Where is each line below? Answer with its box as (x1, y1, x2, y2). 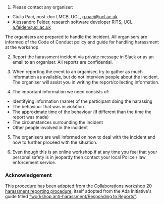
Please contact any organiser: (12, 4, 73, 10)
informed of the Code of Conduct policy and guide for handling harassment (5, 39, 159, 45)
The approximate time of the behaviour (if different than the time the (12, 109, 152, 115)
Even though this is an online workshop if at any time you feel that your (12, 149, 158, 155)
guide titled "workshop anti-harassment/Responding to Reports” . (5, 194, 137, 200)
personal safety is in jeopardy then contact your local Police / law (12, 154, 146, 160)
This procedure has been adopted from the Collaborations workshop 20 (5, 183, 152, 189)
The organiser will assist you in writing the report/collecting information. (12, 79, 160, 85)
